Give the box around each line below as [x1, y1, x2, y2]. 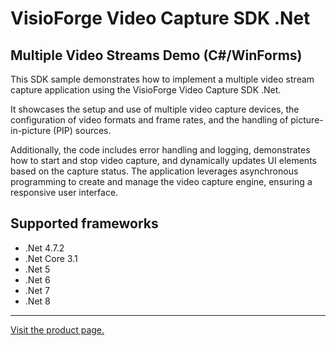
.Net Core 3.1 [24, 252, 78, 264]
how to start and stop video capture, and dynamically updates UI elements [10, 155, 317, 166]
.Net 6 [24, 273, 51, 286]
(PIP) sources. [53, 125, 112, 136]
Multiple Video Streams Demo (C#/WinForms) [10, 47, 303, 64]
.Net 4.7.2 [24, 242, 65, 254]
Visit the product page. [10, 323, 105, 336]
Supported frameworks [10, 215, 159, 232]
